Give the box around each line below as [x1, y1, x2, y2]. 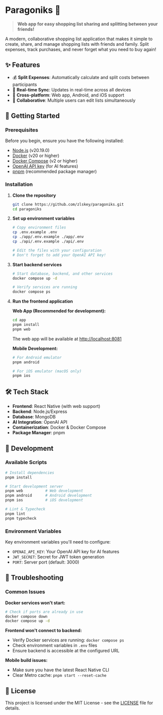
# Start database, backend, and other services [12, 271, 113, 276]
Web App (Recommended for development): [12, 308, 106, 314]
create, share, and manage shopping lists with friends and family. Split [5, 41, 149, 47]
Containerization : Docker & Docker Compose [12, 424, 106, 430]
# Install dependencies [5, 470, 55, 475]
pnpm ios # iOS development [5, 498, 83, 503]
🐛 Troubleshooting [5, 573, 64, 582]
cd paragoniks [12, 206, 42, 212]
